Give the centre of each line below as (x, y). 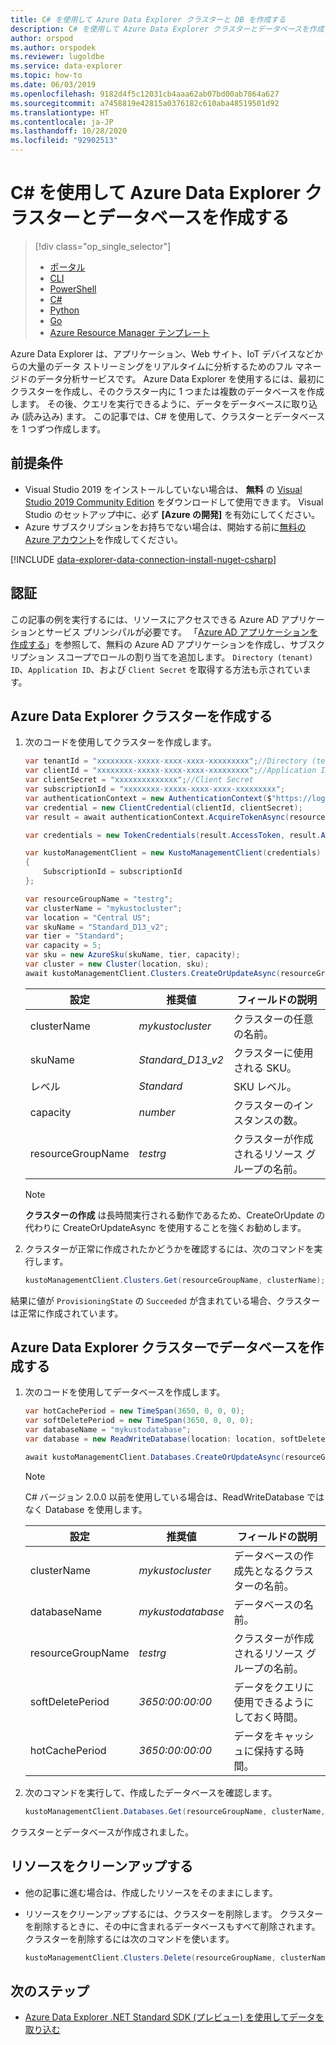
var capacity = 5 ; (63, 946)
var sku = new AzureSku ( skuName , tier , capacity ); (132, 955)
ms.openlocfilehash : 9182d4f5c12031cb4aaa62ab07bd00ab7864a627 (145, 94)
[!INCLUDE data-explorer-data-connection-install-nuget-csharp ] (143, 559)
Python (64, 310)
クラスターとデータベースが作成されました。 (102, 1832)
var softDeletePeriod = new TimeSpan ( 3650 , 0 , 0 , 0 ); (139, 1421)
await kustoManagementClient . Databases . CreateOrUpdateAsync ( (155, 1457)
